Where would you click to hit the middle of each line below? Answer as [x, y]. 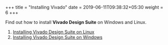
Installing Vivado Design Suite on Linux [53, 32]
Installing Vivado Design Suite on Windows [58, 37]
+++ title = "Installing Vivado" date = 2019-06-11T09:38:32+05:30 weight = [84, 7]
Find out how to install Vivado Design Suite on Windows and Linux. [76, 22]
